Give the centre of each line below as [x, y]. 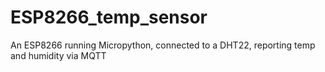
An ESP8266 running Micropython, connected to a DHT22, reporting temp [163, 45]
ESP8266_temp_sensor [109, 17]
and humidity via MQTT [58, 55]
